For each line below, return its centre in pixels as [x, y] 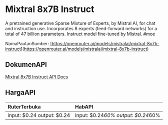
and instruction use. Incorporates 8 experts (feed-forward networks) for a [81, 28]
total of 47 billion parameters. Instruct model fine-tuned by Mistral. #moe [80, 34]
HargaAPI [20, 93]
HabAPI [84, 106]
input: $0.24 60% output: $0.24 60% [117, 115]
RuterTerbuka [24, 106]
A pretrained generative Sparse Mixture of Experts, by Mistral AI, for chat [80, 23]
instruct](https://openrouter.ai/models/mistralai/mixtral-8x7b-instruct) [77, 49]
